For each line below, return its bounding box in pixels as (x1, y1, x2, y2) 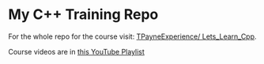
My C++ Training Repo (8, 6, 159, 24)
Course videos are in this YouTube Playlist (8, 47, 145, 56)
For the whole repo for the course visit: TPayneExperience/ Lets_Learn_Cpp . (8, 32, 257, 41)
